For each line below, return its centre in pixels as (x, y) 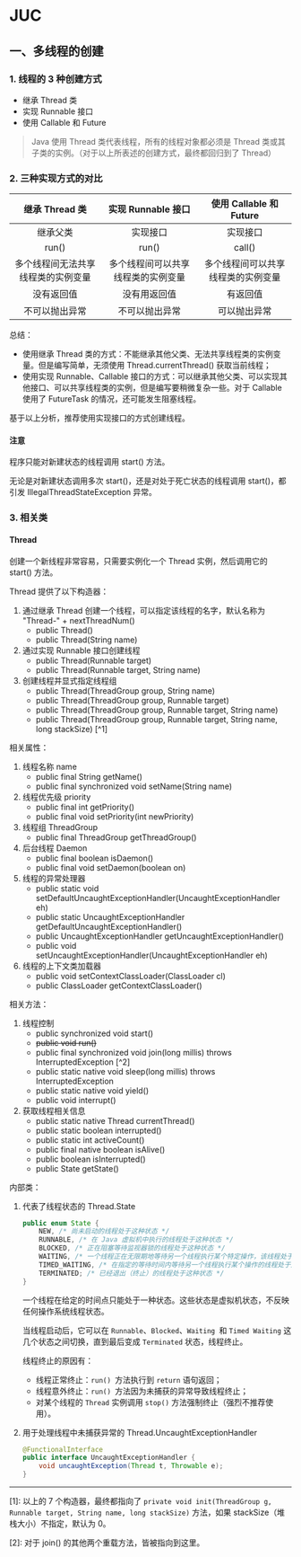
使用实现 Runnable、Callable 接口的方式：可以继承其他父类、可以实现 (151, 376)
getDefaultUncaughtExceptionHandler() (109, 926)
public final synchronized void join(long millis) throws (134, 1052)
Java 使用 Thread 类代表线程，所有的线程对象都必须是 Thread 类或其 (158, 141)
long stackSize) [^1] (72, 729)
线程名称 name (50, 766)
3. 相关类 (29, 518)
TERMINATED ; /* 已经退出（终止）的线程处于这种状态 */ (132, 1273)
